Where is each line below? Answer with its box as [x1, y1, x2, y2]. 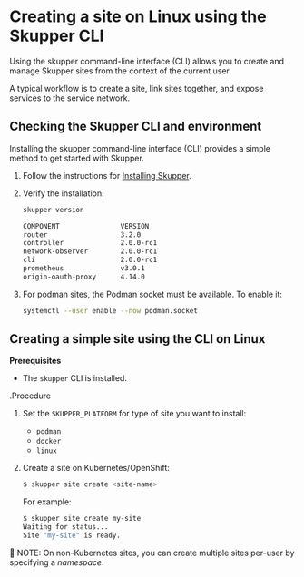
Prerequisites [9, 356, 62, 367]
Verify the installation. [22, 188, 104, 199]
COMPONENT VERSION [22, 221, 150, 230]
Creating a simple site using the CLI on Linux [9, 331, 266, 347]
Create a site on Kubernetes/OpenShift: [22, 463, 171, 474]
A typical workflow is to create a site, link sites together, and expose [9, 83, 264, 93]
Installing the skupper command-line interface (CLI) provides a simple [9, 142, 270, 153]
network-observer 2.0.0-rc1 [22, 247, 158, 256]
